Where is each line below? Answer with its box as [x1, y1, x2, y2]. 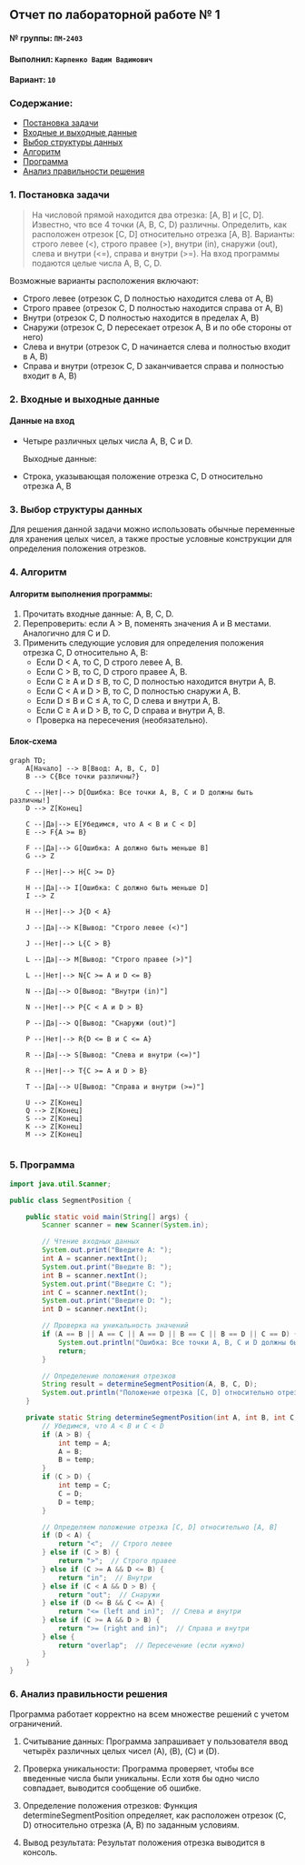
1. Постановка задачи [9, 188, 111, 201]
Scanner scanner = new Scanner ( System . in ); [42, 1220, 209, 1230]
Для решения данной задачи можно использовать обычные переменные [9, 524, 295, 535]
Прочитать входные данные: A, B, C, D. [22, 608, 174, 619]
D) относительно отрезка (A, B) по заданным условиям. [22, 1819, 241, 1830]
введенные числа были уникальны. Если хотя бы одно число [22, 1772, 261, 1783]
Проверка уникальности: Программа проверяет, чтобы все [22, 1763, 254, 1774]
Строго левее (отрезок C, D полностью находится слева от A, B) [22, 293, 274, 304]
